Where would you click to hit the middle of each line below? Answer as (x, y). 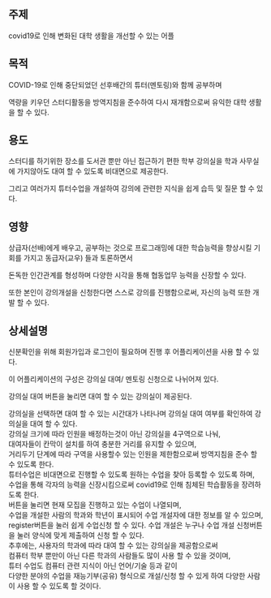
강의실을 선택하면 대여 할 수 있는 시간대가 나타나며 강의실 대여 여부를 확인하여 (131, 414)
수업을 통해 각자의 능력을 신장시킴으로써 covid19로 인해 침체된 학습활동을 (124, 484)
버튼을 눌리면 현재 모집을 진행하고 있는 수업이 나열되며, (95, 505)
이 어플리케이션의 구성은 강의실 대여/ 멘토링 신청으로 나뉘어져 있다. (114, 379)
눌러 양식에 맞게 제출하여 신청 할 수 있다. (80, 536)
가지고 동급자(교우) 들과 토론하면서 (78, 258)
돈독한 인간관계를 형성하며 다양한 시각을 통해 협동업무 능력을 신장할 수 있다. (127, 275)
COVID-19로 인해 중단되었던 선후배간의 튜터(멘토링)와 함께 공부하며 (115, 84)
